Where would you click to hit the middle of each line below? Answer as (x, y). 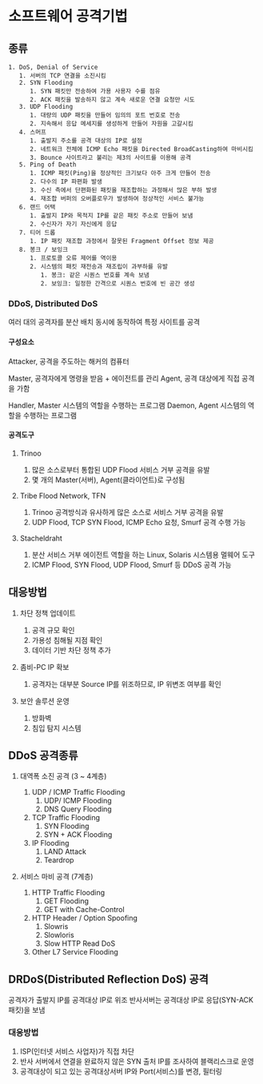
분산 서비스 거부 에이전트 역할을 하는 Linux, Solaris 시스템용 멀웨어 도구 (143, 554)
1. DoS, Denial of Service (53, 67)
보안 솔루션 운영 (44, 701)
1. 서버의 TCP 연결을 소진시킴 (62, 76)
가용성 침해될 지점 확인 (67, 640)
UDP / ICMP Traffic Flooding (78, 792)
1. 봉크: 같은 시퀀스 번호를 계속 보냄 (95, 275)
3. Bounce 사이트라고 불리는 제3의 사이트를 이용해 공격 (110, 157)
